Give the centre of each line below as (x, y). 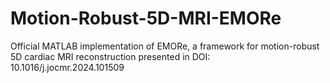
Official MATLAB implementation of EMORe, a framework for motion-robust (165, 46)
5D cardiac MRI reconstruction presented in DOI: (110, 56)
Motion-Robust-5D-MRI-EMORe (146, 18)
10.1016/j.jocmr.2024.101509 (67, 67)
